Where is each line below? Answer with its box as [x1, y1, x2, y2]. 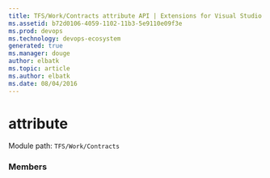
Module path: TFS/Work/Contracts [8, 141, 120, 150]
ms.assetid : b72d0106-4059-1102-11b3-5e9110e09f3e [8, 19, 183, 28]
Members [8, 161, 47, 172]
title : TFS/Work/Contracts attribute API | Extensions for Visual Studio [8, 11, 263, 20]
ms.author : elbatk [8, 72, 70, 80]
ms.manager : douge [8, 49, 70, 57]
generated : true [8, 42, 63, 50]
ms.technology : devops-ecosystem [8, 34, 121, 43]
